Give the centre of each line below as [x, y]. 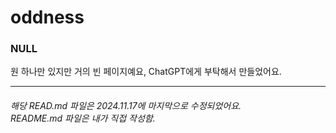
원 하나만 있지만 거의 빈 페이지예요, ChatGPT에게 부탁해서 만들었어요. [146, 72]
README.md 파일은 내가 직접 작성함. [83, 118]
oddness [47, 17]
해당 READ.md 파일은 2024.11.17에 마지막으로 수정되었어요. [126, 106]
